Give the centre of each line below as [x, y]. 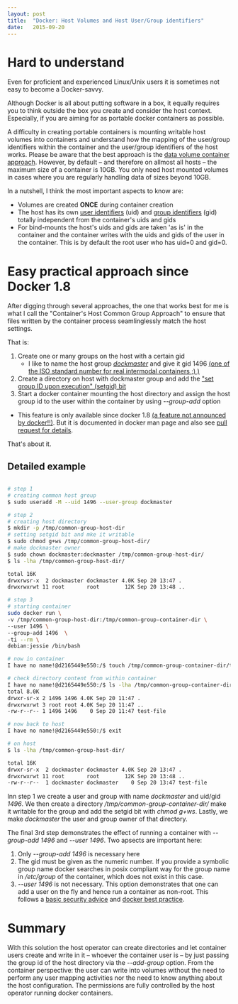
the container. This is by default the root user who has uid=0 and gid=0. [123, 243]
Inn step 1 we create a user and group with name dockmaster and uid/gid [114, 797]
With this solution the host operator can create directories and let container [117, 948]
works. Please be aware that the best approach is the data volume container [119, 155]
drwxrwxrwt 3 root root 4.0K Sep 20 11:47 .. [75, 705]
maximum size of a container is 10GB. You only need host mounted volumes [118, 170]
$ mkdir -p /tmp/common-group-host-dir [66, 528]
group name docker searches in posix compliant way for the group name [124, 869]
